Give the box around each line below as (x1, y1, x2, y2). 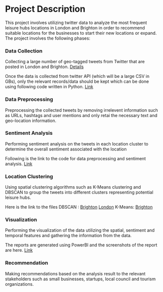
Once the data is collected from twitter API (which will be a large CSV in (5, 73, 150, 79)
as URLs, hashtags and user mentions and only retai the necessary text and (5, 112, 158, 118)
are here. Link (5, 247, 33, 253)
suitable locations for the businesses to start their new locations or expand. (5, 30, 157, 36)
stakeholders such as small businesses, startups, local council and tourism (5, 276, 156, 282)
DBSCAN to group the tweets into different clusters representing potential (5, 190, 153, 195)
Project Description (5, 3, 86, 15)
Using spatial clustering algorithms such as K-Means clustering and (5, 184, 141, 190)
